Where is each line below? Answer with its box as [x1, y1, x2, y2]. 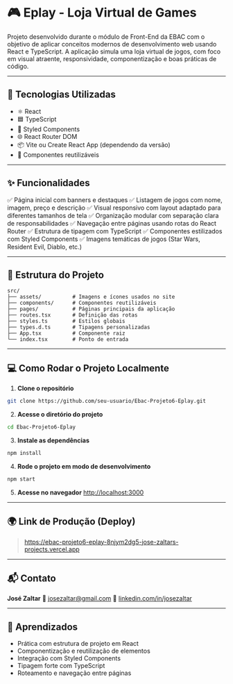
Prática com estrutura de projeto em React [17, 640, 139, 648]
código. [7, 62, 29, 70]
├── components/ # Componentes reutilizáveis [7, 299, 157, 307]
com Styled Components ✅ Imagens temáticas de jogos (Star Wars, [7, 235, 201, 243]
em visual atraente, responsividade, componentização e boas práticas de [7, 54, 217, 62]
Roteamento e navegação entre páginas [17, 669, 132, 677]
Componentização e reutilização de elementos [17, 647, 150, 656]
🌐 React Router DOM [17, 132, 78, 140]
